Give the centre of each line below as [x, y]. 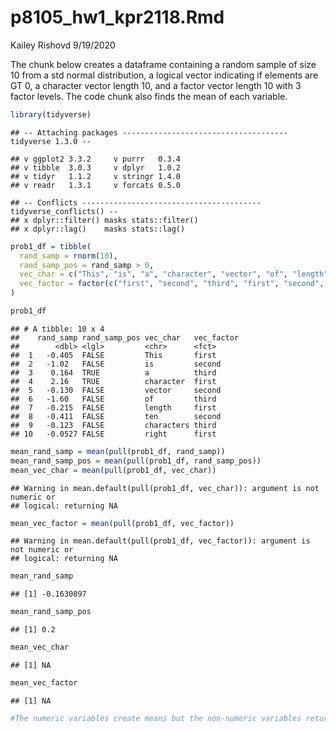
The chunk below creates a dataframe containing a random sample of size [163, 64]
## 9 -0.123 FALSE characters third [113, 425]
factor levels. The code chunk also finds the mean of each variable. [149, 96]
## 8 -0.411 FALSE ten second [116, 416]
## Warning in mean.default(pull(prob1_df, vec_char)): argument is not [165, 488]
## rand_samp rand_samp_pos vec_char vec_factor [125, 337]
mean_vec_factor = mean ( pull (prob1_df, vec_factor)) [122, 523]
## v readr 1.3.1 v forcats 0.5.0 [96, 185]
